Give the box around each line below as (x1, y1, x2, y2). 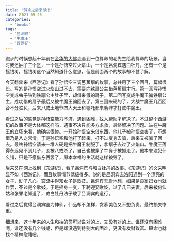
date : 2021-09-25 (5, 12, 42, 17)
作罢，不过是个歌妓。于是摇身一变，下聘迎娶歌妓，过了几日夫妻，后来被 (5, 184, 158, 190)
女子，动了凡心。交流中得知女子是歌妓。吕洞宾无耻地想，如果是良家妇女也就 (5, 178, 167, 184)
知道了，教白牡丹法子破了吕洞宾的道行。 (27, 190, 113, 196)
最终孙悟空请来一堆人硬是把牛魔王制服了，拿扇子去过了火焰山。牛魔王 (14, 141, 162, 147)
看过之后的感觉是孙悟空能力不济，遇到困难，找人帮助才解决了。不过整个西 (5, 116, 162, 122)
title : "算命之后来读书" (5, 7, 53, 13)
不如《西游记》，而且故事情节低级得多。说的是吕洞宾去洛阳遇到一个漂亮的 (9, 171, 165, 177)
